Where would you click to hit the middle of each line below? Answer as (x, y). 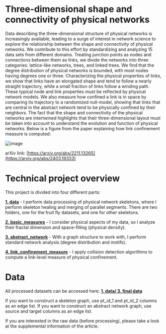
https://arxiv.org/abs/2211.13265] (62, 153)
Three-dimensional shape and (69, 9)
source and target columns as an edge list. (49, 311)
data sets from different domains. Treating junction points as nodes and (78, 54)
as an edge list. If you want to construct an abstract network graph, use (78, 306)
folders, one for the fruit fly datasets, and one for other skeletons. (72, 212)
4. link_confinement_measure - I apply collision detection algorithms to (79, 251)
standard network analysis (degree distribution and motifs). (66, 242)
